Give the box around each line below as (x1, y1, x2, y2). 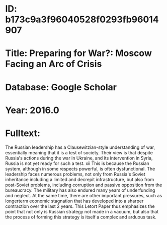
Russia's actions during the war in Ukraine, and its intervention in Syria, (5, 155, 153, 161)
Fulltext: (5, 127, 40, 139)
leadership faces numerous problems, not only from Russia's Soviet (5, 171, 146, 177)
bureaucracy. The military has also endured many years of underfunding (5, 187, 155, 193)
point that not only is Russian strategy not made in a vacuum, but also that (5, 208, 159, 214)
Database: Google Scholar (5, 81, 117, 93)
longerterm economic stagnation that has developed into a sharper (5, 198, 144, 204)
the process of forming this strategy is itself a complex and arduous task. (5, 214, 157, 220)
